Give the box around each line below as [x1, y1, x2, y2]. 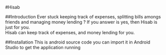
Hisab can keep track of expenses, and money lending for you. [5, 30, 135, 35]
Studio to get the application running [5, 45, 81, 50]
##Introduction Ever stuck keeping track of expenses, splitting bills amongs [5, 14, 161, 19]
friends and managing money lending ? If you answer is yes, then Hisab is [5, 19, 157, 25]
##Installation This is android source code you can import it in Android [5, 39, 150, 45]
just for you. [5, 24, 30, 30]
